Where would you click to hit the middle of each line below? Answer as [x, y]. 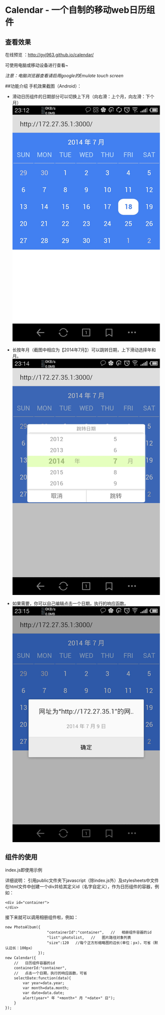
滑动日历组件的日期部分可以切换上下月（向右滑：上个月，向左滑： [79, 97]
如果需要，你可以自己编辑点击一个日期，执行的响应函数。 [70, 603]
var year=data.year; [44, 983]
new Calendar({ [21, 958]
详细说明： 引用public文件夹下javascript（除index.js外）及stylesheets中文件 [82, 880]
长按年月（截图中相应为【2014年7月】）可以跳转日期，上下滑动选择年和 [84, 350]
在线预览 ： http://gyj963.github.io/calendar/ [50, 55]
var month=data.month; [46, 988]
